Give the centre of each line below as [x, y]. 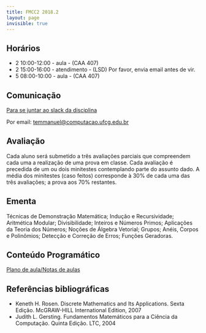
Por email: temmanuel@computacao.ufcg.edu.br [68, 122]
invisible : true [27, 23]
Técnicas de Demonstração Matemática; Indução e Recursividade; [90, 216]
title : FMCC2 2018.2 [33, 12]
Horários [23, 48]
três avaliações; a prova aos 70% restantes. [62, 182]
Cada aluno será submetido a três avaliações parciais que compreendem [98, 156]
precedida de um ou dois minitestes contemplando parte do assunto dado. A [103, 169]
